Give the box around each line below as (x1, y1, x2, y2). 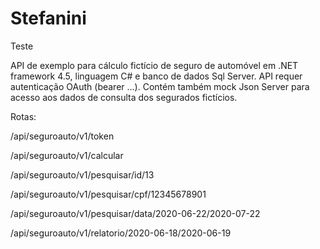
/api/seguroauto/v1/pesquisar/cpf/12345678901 (10, 188, 207, 200)
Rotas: (10, 110, 37, 122)
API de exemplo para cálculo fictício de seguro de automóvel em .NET (10, 59, 299, 71)
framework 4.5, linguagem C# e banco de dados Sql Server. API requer (10, 70, 303, 82)
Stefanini (10, 7, 87, 30)
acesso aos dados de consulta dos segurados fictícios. (10, 91, 238, 103)
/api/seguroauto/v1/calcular (10, 149, 124, 161)
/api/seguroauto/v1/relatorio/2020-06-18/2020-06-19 (10, 227, 232, 239)
